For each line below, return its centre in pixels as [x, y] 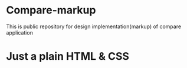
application [20, 32]
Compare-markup [51, 10]
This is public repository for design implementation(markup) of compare [94, 26]
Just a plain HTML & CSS [68, 57]
